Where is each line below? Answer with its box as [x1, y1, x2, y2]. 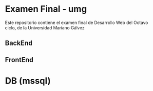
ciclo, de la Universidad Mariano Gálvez [5, 24, 85, 30]
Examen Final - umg [5, 3, 87, 15]
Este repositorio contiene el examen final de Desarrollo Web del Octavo [5, 20, 148, 25]
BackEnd [5, 39, 33, 47]
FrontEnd [5, 55, 34, 64]
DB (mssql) [5, 75, 51, 86]
